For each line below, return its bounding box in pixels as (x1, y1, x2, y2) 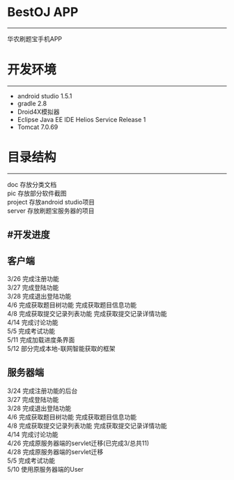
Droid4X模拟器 (17, 107, 60, 116)
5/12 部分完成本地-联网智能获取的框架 (7, 345, 116, 353)
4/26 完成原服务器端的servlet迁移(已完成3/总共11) (7, 439, 150, 447)
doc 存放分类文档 (7, 180, 57, 188)
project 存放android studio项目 (7, 197, 95, 206)
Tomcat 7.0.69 (17, 123, 58, 131)
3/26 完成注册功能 (7, 275, 59, 283)
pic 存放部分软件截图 (7, 189, 67, 197)
